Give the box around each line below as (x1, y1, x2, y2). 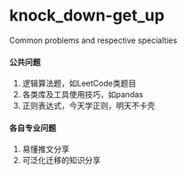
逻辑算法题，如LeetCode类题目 (21, 78, 136, 89)
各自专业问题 (9, 122, 56, 133)
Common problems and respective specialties (9, 35, 178, 46)
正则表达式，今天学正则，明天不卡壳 (21, 100, 156, 112)
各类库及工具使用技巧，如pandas (21, 89, 144, 100)
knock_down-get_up (9, 5, 165, 26)
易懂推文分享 (21, 144, 69, 154)
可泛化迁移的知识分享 (21, 155, 101, 166)
